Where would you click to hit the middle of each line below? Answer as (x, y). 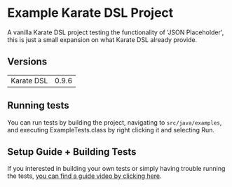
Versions (27, 62)
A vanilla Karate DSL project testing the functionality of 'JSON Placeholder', (116, 32)
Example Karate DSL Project (90, 13)
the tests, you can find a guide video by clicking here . (85, 176)
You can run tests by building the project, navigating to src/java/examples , (115, 122)
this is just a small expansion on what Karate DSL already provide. (102, 39)
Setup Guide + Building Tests (72, 152)
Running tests (39, 105)
